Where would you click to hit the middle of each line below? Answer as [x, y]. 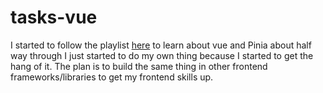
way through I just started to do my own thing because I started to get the [162, 55]
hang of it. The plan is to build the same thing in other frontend [139, 66]
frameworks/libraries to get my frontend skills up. [112, 77]
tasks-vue [54, 17]
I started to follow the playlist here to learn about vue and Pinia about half [161, 45]
